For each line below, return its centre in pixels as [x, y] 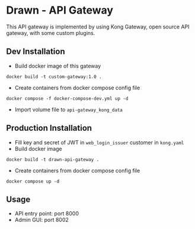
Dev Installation [36, 52]
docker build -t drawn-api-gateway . [53, 159]
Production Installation [49, 128]
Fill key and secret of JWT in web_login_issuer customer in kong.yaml [99, 142]
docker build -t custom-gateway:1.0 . [54, 77]
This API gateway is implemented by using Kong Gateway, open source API [98, 27]
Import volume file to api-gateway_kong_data [68, 109]
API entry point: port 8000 [47, 214]
